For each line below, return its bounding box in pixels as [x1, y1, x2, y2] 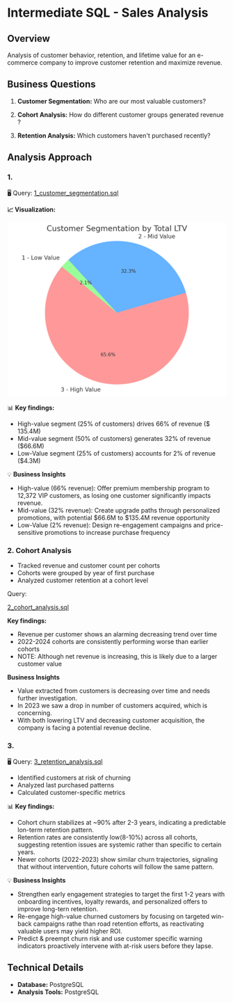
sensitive [17, 529, 44, 537]
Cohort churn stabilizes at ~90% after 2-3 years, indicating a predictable [17, 818, 226, 826]
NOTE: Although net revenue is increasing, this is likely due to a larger [17, 652, 218, 661]
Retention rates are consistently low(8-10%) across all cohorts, [17, 833, 198, 841]
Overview [7, 33, 51, 45]
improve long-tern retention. [17, 904, 99, 913]
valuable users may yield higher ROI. [17, 926, 122, 935]
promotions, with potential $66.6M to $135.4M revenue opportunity [17, 513, 210, 522]
